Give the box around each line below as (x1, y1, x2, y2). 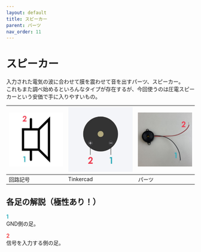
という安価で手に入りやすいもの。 (16, 93, 100, 100)
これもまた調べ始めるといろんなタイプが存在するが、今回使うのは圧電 (6, 86, 179, 93)
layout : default (6, 10, 47, 16)
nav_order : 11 (6, 29, 42, 35)
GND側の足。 (6, 220, 39, 227)
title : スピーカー (6, 16, 48, 22)
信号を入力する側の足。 (6, 239, 64, 247)
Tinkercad (68, 176, 93, 183)
